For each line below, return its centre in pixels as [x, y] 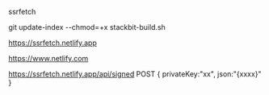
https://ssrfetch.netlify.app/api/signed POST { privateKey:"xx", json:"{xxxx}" [135, 74]
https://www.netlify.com [48, 58]
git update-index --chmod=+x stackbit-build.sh [87, 27]
